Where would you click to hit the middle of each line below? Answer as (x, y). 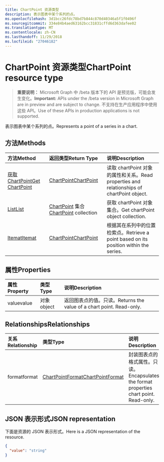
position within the (128, 245)
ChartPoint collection (73, 213)
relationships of (124, 188)
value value (20, 303)
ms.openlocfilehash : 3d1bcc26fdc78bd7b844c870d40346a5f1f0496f (71, 19)
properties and (123, 181)
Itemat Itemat (22, 238)
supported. (28, 116)
